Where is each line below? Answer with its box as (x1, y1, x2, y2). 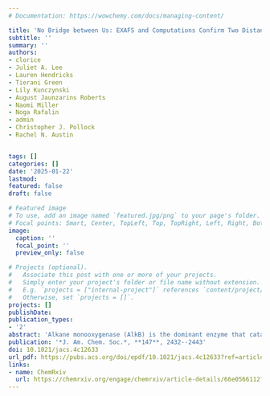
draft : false (8, 190, 52, 198)
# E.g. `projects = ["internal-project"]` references (8, 286, 199, 294)
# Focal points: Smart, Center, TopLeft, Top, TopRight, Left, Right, (8, 218, 250, 227)
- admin (8, 116, 35, 125)
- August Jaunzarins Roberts (8, 93, 106, 101)
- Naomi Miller (8, 101, 59, 109)
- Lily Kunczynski (8, 86, 70, 94)
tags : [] (8, 152, 38, 161)
